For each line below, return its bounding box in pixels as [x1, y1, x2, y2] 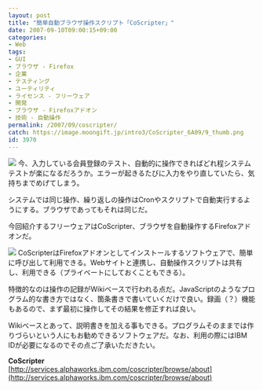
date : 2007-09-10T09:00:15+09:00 [8, 26, 118, 34]
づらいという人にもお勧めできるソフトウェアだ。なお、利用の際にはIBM [14, 330, 247, 340]
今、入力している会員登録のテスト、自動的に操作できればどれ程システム [17, 158, 251, 167]
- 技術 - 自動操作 [8, 114, 61, 122]
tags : [8, 48, 26, 56]
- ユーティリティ [8, 84, 57, 93]
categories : [8, 33, 47, 42]
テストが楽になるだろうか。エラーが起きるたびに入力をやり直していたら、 [8, 168, 249, 178]
